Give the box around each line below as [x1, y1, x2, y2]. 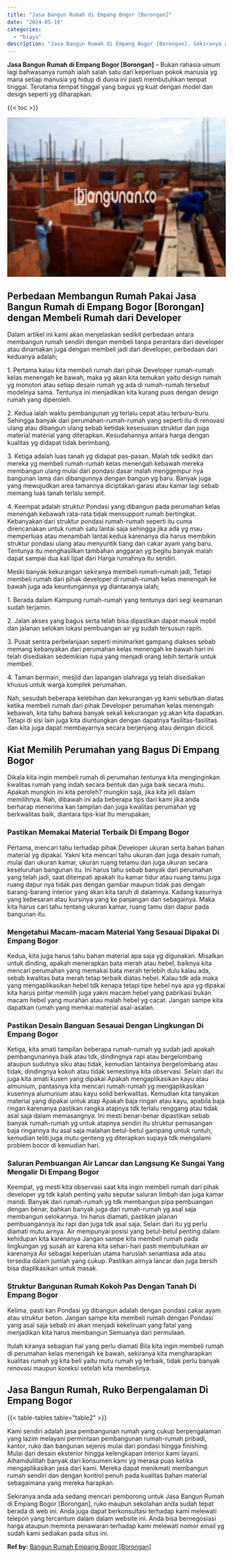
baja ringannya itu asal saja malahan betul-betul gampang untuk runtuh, [7, 1126, 213, 1135]
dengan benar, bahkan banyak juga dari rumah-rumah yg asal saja [7, 1205, 196, 1213]
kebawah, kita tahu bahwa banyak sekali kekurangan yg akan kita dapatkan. [7, 709, 225, 717]
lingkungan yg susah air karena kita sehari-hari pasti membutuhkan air [7, 1242, 209, 1251]
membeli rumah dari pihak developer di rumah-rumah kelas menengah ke [7, 575, 217, 583]
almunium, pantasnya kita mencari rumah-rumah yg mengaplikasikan [7, 1082, 205, 1091]
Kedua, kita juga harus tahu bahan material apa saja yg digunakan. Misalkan [7, 951, 224, 959]
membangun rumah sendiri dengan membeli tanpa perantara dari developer [7, 338, 224, 346]
